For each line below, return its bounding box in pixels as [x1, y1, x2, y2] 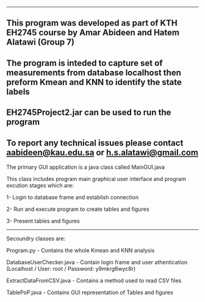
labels [6, 86, 31, 97]
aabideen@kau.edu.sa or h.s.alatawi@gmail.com [6, 147, 198, 158]
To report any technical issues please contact [6, 138, 184, 148]
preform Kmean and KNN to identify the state [6, 77, 182, 87]
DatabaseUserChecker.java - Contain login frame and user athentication [6, 258, 188, 266]
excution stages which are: [6, 182, 74, 189]
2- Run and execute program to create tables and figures [6, 205, 149, 213]
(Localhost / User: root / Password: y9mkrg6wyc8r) [6, 265, 136, 272]
